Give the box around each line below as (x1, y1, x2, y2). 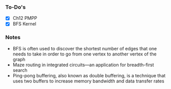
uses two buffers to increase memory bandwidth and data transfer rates (12, 78, 164, 84)
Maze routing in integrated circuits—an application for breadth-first (12, 62, 154, 68)
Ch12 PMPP (12, 15, 37, 21)
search (12, 67, 28, 73)
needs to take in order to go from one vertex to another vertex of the (12, 51, 157, 57)
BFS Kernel (12, 21, 37, 27)
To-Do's (5, 4, 26, 11)
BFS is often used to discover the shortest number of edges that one (12, 45, 157, 51)
